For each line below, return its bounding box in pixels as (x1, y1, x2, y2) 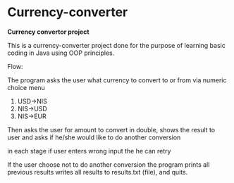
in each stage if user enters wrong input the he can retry (7, 146, 171, 155)
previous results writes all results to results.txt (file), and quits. (7, 168, 188, 176)
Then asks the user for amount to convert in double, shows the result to (7, 125, 216, 134)
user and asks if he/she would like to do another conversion (7, 133, 181, 141)
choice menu (7, 83, 46, 91)
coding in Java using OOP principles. (7, 49, 115, 57)
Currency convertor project (7, 27, 90, 36)
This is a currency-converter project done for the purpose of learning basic (7, 41, 226, 49)
